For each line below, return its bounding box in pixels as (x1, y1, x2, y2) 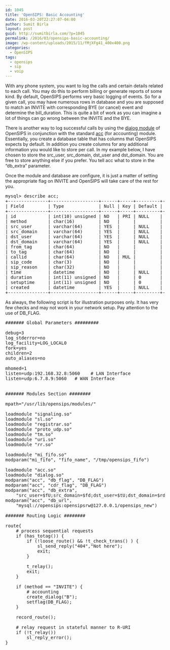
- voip (10, 69, 24, 74)
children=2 (5, 350, 32, 356)
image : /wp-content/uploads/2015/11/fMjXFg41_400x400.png (5, 41, 130, 46)
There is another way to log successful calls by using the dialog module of (5, 125, 160, 131)
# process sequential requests (16, 528, 94, 534)
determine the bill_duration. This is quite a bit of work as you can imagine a (5, 110, 161, 116)
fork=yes (5, 345, 27, 351)
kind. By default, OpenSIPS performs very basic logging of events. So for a (5, 93, 161, 100)
